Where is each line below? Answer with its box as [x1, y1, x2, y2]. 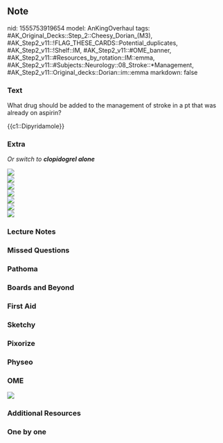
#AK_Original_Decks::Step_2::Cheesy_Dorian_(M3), [7, 31, 153, 40]
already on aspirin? [7, 109, 62, 117]
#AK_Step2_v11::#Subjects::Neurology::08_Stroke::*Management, [7, 60, 194, 69]
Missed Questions [7, 245, 70, 255]
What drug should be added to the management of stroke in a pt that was [7, 101, 217, 110]
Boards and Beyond [7, 283, 75, 293]
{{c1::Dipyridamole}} [7, 122, 64, 130]
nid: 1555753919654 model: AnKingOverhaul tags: [7, 24, 150, 32]
